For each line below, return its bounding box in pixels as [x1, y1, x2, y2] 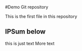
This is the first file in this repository [5, 14, 77, 19]
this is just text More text [5, 40, 55, 46]
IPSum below [5, 28, 46, 36]
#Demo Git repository [5, 4, 49, 10]
